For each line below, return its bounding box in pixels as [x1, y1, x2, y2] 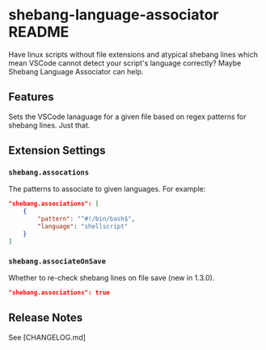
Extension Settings [8, 144, 106, 158]
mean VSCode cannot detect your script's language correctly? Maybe [8, 58, 242, 68]
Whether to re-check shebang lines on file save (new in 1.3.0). [8, 272, 215, 282]
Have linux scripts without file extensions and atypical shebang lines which [8, 49, 259, 59]
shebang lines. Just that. [8, 120, 91, 130]
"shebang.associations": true [8, 289, 111, 297]
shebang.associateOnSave [8, 256, 107, 266]
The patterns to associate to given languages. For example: [8, 184, 206, 194]
